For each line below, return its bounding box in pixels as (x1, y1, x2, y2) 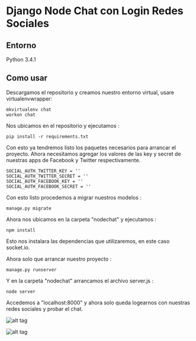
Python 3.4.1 (6, 56, 36, 63)
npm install (6, 227, 36, 233)
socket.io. (6, 244, 30, 251)
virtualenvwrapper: (6, 95, 53, 102)
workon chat (6, 111, 36, 118)
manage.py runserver (6, 266, 57, 273)
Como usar (6, 73, 48, 83)
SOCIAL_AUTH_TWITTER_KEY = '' (6, 168, 81, 174)
